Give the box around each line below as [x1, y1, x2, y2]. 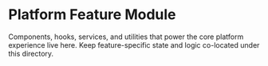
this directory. [8, 49, 54, 58]
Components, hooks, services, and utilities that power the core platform [8, 32, 244, 41]
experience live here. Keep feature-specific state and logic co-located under [8, 40, 260, 49]
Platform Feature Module [8, 6, 176, 24]
